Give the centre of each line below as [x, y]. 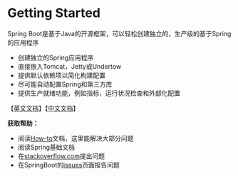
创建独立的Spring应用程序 [56, 57]
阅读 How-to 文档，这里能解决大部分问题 [76, 138]
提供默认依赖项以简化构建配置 [61, 75]
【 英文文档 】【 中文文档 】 [43, 108]
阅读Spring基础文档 [46, 147]
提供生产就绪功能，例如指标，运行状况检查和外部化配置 [99, 93]
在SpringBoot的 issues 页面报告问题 [68, 165]
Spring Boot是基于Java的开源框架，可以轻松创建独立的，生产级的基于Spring [119, 33]
